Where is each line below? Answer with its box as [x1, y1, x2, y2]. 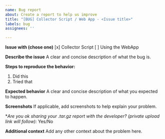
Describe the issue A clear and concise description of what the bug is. [5, 54, 151, 60]
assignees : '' [5, 26, 35, 31]
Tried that [12, 79, 32, 85]
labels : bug [5, 21, 30, 27]
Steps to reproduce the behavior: [5, 64, 75, 70]
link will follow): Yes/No [5, 118, 53, 124]
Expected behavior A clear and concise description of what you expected [5, 88, 158, 94]
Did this [12, 73, 28, 79]
